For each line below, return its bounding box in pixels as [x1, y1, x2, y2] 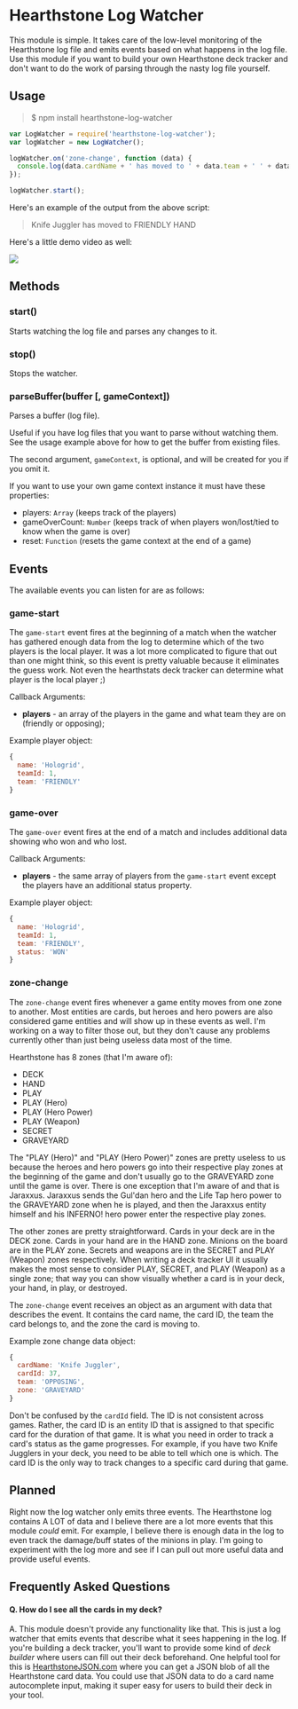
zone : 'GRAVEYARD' [17, 1386, 86, 1395]
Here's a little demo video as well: [9, 237, 133, 247]
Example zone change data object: [9, 1335, 136, 1346]
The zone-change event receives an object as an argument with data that [9, 1299, 272, 1310]
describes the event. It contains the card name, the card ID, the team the [9, 1309, 274, 1319]
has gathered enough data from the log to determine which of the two [9, 636, 264, 648]
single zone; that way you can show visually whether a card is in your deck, [9, 1272, 286, 1283]
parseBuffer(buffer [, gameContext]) [9, 390, 170, 402]
